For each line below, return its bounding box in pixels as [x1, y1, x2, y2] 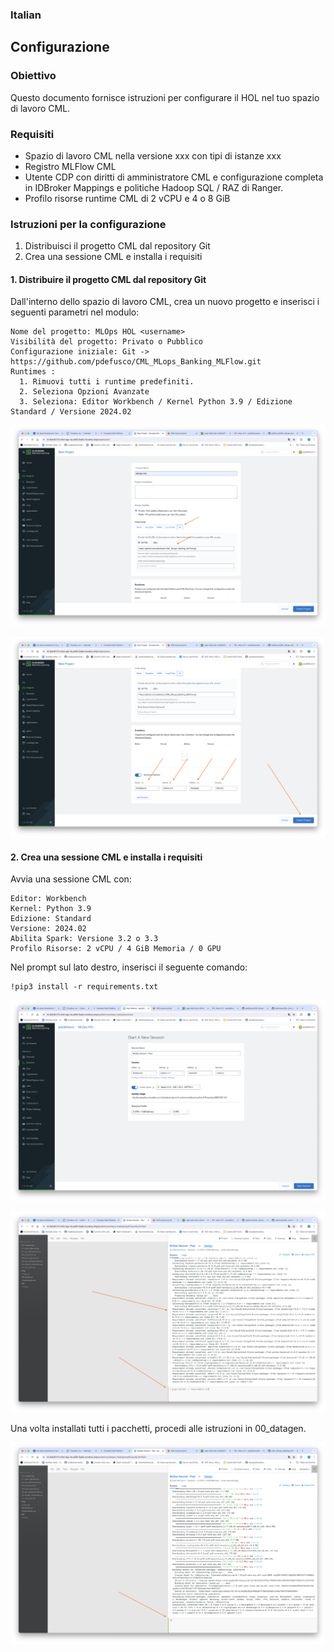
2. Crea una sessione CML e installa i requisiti [10, 851, 203, 863]
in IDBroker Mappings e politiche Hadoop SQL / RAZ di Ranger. [24, 181, 284, 193]
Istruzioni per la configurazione [10, 217, 167, 231]
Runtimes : [10, 367, 56, 377]
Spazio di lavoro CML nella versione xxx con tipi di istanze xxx [24, 149, 282, 162]
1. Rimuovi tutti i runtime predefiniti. [19, 377, 195, 387]
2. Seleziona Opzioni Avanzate [19, 387, 150, 397]
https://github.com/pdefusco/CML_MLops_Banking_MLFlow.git [10, 357, 262, 367]
